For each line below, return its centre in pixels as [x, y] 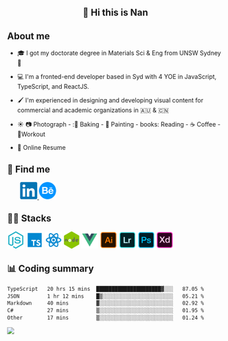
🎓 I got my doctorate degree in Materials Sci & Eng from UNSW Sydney [119, 53]
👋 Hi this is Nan [115, 13]
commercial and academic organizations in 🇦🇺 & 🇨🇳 [93, 110]
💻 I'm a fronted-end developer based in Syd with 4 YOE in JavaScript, [117, 77]
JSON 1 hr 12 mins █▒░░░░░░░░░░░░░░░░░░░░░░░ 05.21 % [106, 296]
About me [28, 36]
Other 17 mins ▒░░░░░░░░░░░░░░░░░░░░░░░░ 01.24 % [106, 318]
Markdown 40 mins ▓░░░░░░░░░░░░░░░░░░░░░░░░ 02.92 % [106, 303]
